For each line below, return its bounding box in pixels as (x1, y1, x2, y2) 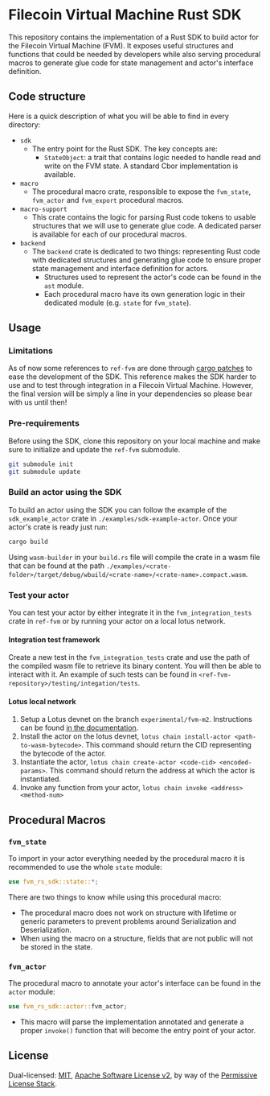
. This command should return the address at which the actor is (45, 766, 256, 776)
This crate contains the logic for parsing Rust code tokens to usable (31, 212, 256, 222)
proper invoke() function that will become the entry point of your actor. (19, 1026, 256, 1036)
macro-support (19, 205, 67, 213)
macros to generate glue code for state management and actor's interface (8, 58, 254, 68)
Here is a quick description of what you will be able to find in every (8, 111, 229, 121)
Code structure (8, 90, 86, 104)
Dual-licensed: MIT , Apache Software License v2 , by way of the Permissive (8, 1070, 258, 1080)
